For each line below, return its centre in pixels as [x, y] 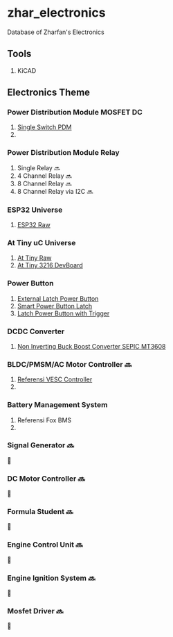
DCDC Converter [36, 331]
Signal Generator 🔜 [41, 445]
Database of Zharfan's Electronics [56, 32]
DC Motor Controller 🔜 [46, 479]
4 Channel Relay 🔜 [45, 176]
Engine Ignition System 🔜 [51, 578]
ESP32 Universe [35, 210]
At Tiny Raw [34, 258]
